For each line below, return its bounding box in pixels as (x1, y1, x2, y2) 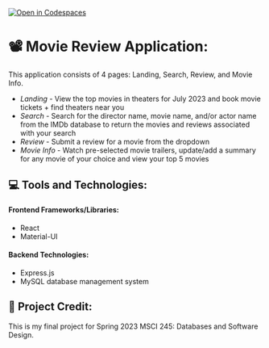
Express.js (19, 267, 55, 278)
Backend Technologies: (8, 250, 89, 260)
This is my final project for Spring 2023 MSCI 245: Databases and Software (8, 321, 259, 331)
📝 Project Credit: (8, 300, 93, 314)
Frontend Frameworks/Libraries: (8, 204, 119, 214)
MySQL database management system (19, 276, 149, 286)
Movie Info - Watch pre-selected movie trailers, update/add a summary (19, 145, 256, 155)
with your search (19, 128, 77, 137)
